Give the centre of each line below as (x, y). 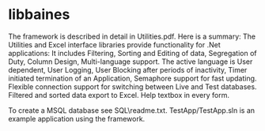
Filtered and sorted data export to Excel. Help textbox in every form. (119, 95)
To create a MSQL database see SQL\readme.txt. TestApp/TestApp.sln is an (132, 110)
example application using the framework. (77, 118)
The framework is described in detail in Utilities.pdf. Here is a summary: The (132, 36)
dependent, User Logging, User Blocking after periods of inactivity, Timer (128, 69)
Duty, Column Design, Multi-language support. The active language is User (131, 62)
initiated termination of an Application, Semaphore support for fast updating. (132, 78)
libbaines (39, 15)
